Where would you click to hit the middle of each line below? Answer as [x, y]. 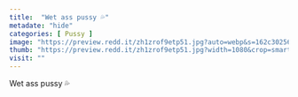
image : [21, 42]
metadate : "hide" [41, 26]
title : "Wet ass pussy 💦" [59, 17]
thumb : [21, 50]
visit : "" [27, 58]
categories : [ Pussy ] [51, 34]
